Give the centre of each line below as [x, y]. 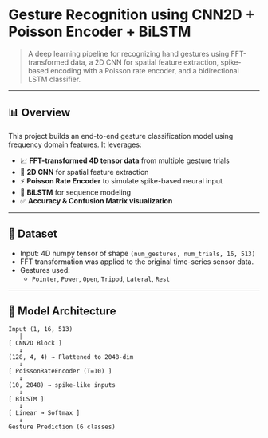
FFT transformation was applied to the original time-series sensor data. [136, 262]
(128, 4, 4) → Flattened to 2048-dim [71, 357]
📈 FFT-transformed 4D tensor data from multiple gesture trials [124, 160]
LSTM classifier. [54, 79]
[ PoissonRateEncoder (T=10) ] [60, 371]
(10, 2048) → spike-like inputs [62, 385]
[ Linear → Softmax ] [44, 413]
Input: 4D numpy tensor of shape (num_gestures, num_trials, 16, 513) [138, 253]
